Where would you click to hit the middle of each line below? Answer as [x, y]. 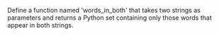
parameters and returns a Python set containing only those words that [109, 18]
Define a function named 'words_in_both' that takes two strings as [104, 10]
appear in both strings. [40, 25]
